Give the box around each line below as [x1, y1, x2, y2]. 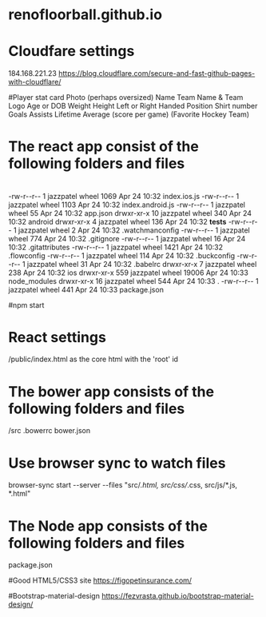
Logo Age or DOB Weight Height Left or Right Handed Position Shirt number [8, 102, 258, 111]
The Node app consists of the [8, 517, 208, 535]
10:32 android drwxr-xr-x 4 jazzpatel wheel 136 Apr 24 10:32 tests [8, 217, 227, 226]
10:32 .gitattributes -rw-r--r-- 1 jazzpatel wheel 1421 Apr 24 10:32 [8, 242, 224, 252]
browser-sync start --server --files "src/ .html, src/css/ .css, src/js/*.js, [8, 480, 238, 490]
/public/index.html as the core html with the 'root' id [8, 354, 178, 364]
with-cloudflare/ [8, 78, 62, 87]
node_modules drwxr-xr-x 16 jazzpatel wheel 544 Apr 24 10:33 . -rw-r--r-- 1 [8, 276, 259, 285]
